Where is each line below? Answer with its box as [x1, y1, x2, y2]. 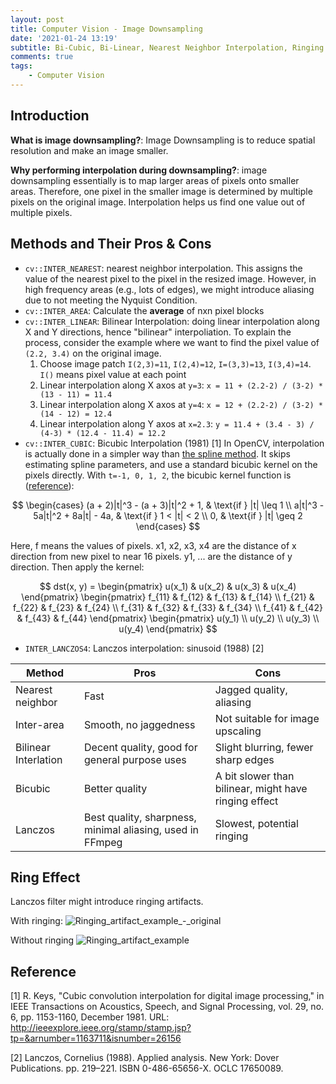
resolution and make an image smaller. [10, 144, 169, 156]
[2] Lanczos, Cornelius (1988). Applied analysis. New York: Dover [10, 1052, 280, 1064]
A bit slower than [214, 769, 295, 783]
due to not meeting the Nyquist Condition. [24, 294, 198, 306]
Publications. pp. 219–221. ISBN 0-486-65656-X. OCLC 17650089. [10, 1062, 284, 1075]
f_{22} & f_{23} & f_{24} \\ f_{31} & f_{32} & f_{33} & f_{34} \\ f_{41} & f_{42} [13, 601, 323, 613]
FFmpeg [84, 835, 123, 849]
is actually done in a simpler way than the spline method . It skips [24, 447, 291, 460]
